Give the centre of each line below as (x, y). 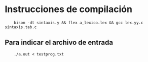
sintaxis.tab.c (21, 27)
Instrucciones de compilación (69, 9)
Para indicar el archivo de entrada (59, 43)
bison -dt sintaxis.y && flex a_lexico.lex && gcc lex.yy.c (79, 23)
